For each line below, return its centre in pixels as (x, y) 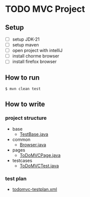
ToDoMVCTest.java (39, 166)
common (21, 139)
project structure (26, 118)
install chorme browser (36, 56)
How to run (22, 77)
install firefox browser (34, 62)
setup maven (25, 45)
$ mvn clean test (23, 89)
